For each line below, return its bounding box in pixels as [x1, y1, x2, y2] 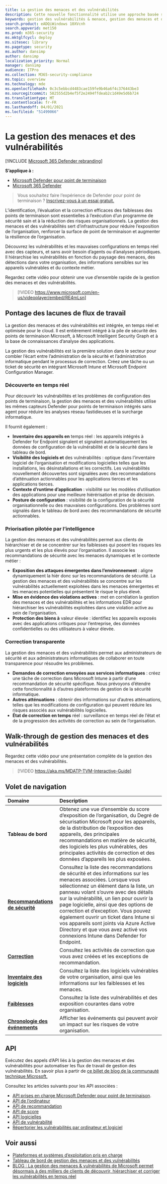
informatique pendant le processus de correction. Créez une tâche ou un [5, 358, 155, 364]
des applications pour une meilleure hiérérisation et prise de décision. [12, 491, 156, 497]
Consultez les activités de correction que [59, 947, 155, 953]
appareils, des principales [59, 831, 120, 838]
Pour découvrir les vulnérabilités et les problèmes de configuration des [5, 393, 151, 399]
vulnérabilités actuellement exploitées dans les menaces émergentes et [12, 583, 159, 589]
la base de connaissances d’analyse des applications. [5, 338, 115, 344]
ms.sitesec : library [5, 40, 48, 45]
